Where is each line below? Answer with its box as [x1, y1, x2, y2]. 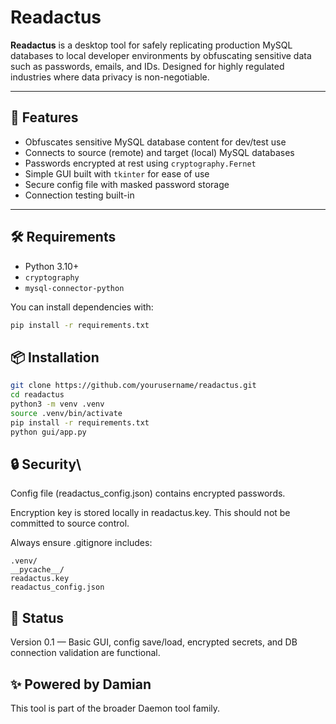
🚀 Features [10, 109, 79, 126]
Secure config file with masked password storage [24, 178, 230, 190]
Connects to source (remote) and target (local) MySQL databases [24, 146, 295, 158]
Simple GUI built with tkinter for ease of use [24, 167, 210, 180]
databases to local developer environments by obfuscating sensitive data [10, 49, 312, 61]
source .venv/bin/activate [10, 408, 123, 418]
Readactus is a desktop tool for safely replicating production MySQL [10, 39, 293, 51]
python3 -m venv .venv [10, 399, 105, 409]
